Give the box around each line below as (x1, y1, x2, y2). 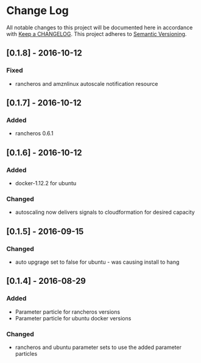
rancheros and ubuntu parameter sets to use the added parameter (15, 344, 182, 351)
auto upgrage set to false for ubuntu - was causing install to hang (15, 258, 180, 266)
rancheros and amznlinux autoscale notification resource (15, 80, 158, 87)
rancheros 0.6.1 (15, 130, 54, 137)
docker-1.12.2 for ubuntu (15, 180, 77, 186)
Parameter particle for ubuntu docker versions (15, 314, 132, 322)
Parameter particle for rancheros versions (15, 308, 121, 315)
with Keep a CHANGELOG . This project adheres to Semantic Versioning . (6, 30, 187, 37)
